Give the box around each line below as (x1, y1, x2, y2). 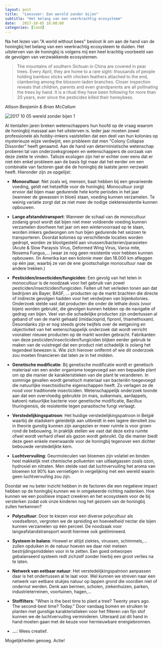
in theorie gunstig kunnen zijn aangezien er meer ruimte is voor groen (12, 423, 152, 429)
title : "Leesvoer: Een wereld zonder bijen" (5, 12, 98, 17)
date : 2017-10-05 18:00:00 (5, 20, 64, 26)
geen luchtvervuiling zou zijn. (12, 473, 71, 479)
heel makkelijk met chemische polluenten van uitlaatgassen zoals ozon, (12, 458, 155, 464)
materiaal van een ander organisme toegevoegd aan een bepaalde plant (12, 367, 156, 373)
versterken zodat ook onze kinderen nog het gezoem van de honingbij (5, 499, 146, 505)
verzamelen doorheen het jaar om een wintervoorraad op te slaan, (12, 224, 145, 230)
